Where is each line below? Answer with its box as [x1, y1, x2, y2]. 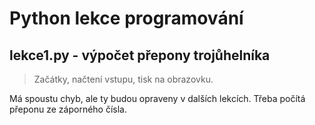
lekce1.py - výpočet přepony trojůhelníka [9, 47, 271, 64]
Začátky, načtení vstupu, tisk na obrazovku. [33, 73, 214, 85]
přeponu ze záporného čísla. [9, 103, 128, 115]
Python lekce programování [9, 7, 244, 30]
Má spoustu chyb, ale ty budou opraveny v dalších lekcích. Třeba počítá [9, 93, 306, 104]
